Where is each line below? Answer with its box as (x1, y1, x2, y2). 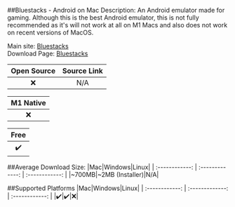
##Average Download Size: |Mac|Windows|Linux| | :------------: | (7, 163, 198, 171)
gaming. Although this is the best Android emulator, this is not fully (7, 13, 200, 22)
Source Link (62, 66, 103, 76)
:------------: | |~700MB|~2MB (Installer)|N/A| (25, 171, 159, 178)
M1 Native (11, 98, 47, 107)
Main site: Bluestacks (7, 42, 69, 50)
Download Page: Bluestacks (7, 49, 88, 58)
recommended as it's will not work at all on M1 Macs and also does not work (7, 21, 228, 29)
